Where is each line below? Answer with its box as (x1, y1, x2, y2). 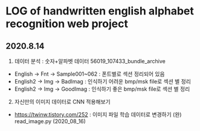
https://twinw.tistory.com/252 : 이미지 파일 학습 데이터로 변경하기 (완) (14, 111, 182, 118)
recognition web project (5, 17, 128, 31)
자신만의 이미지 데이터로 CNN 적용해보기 (14, 98, 111, 105)
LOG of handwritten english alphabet (5, 4, 195, 18)
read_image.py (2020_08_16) (14, 118, 86, 124)
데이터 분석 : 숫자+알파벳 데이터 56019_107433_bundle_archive (14, 58, 166, 64)
